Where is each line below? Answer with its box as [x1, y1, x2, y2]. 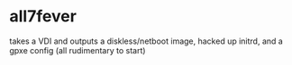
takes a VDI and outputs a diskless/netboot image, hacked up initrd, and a [9, 36, 284, 46]
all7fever [9, 6, 77, 27]
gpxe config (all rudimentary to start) [9, 45, 146, 55]
